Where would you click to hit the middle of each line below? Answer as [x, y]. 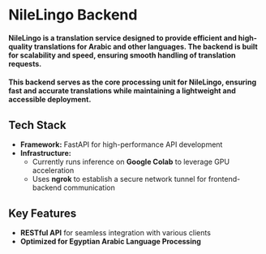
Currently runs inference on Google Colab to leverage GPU [131, 162]
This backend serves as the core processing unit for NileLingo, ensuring [133, 82]
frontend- [224, 179]
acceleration [53, 170]
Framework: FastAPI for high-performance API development [121, 144]
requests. [25, 63]
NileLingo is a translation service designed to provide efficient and [123, 37]
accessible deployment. [50, 100]
